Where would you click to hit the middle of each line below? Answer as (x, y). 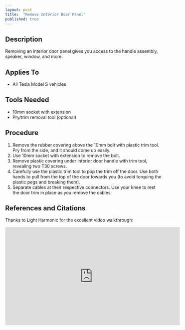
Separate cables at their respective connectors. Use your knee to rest (84, 187)
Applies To (22, 72)
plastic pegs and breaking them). (46, 182)
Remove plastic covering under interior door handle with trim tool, (80, 161)
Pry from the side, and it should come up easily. (61, 150)
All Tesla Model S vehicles (39, 84)
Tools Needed (27, 100)
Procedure (22, 133)
